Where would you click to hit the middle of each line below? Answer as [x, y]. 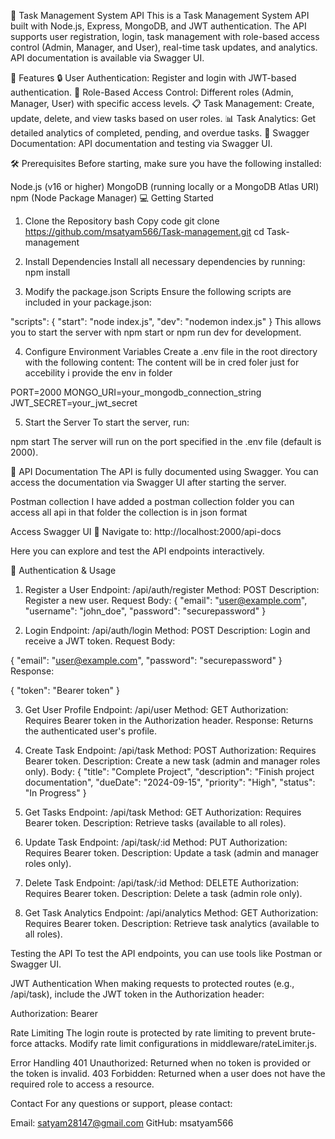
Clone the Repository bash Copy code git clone [122, 221]
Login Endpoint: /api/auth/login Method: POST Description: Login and [167, 630]
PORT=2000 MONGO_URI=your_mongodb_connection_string [136, 392]
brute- [303, 1033]
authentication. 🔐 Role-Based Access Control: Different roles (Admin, [152, 92]
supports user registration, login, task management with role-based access [165, 36]
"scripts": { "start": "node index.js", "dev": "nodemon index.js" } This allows [166, 321]
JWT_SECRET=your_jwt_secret [74, 403]
